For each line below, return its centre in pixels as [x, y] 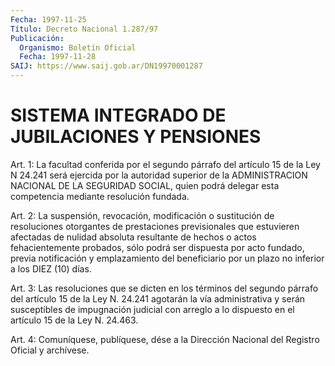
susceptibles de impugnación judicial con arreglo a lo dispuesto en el [152, 309]
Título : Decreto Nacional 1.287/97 [84, 29]
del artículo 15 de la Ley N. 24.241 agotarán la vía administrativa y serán [158, 298]
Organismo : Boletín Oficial [78, 47]
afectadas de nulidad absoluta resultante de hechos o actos [133, 237]
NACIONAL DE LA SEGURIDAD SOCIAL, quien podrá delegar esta [145, 185]
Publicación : [37, 38]
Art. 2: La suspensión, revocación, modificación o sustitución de [142, 215]
